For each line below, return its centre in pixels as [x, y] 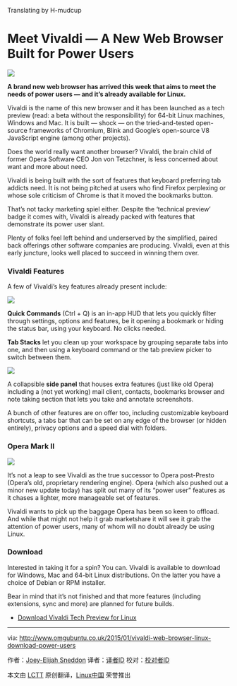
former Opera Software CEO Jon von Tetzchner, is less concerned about [113, 159]
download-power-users [42, 645]
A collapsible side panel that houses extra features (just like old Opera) [111, 384]
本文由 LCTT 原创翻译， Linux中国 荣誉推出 [69, 675]
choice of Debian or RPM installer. [57, 582]
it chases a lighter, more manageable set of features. [84, 497]
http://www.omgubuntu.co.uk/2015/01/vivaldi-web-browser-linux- [115, 638]
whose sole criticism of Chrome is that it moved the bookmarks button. [110, 195]
